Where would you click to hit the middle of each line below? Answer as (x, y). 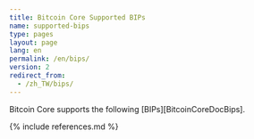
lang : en (25, 51)
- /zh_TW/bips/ (46, 84)
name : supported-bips (50, 26)
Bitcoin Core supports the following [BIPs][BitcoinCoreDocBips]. (127, 109)
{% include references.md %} (64, 127)
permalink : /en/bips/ (50, 59)
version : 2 (30, 68)
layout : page (34, 42)
